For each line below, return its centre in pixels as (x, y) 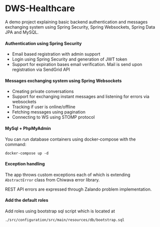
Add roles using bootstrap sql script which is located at (60, 211)
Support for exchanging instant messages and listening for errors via (80, 97)
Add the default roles (27, 200)
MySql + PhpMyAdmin (28, 128)
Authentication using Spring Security (43, 43)
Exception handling (25, 164)
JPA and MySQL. (22, 32)
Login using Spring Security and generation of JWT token (70, 59)
